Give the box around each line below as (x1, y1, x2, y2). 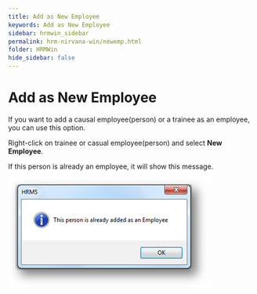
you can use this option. (8, 122, 86, 132)
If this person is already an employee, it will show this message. (8, 162, 214, 171)
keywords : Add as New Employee (8, 20, 110, 29)
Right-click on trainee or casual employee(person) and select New (8, 138, 223, 147)
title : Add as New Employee (8, 13, 100, 20)
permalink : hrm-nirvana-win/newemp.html (8, 38, 143, 45)
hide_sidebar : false (8, 54, 76, 62)
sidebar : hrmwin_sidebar (8, 29, 89, 37)
